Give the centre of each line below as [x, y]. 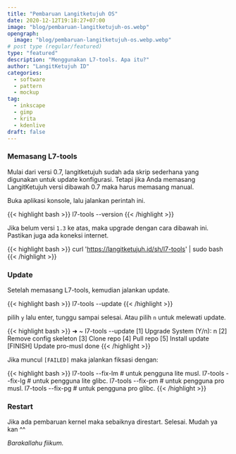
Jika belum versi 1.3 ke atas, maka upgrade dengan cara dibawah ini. [108, 228]
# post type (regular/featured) [55, 47]
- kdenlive [30, 125]
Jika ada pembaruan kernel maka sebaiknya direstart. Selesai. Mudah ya [113, 422]
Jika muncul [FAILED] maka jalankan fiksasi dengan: [83, 360]
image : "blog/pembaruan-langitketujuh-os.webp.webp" [93, 40]
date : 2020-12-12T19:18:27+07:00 [56, 20]
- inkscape [30, 106]
